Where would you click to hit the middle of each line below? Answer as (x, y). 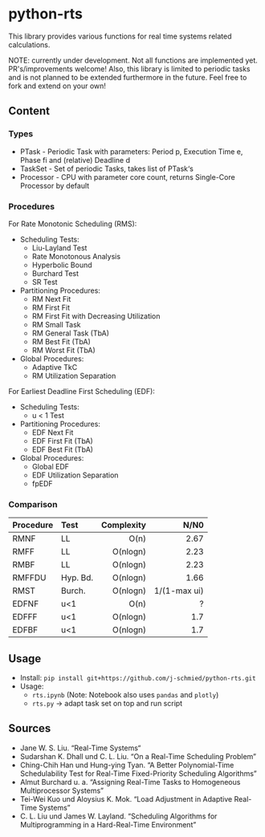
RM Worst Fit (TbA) (64, 350)
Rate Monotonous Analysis (76, 256)
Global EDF (51, 466)
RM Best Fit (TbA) (61, 341)
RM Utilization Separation (74, 376)
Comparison (33, 504)
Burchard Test (55, 273)
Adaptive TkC (55, 367)
